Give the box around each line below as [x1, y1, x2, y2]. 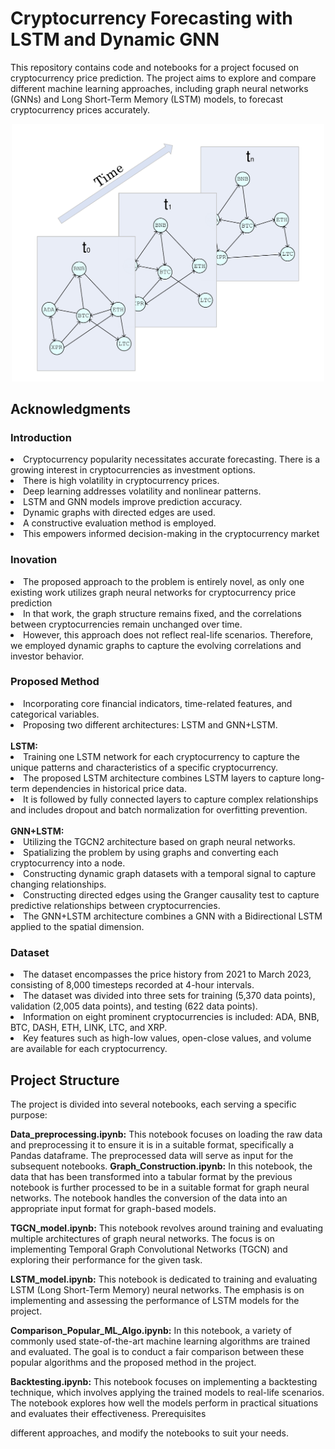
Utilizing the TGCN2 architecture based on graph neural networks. [23, 835, 296, 847]
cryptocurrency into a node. [10, 857, 126, 869]
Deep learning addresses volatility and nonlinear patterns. [23, 485, 262, 497]
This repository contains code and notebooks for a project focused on [10, 61, 300, 73]
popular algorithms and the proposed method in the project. [10, 1356, 257, 1368]
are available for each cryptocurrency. [10, 1043, 168, 1055]
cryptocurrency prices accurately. [10, 103, 151, 116]
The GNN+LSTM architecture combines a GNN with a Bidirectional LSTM [23, 910, 323, 922]
